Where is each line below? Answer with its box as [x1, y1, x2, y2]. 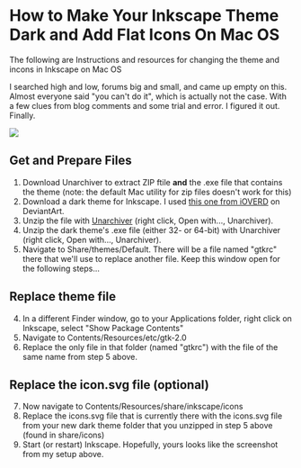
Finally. [9, 110, 36, 121]
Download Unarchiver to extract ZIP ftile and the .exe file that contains [22, 176, 283, 187]
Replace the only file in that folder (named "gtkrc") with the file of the [22, 341, 279, 352]
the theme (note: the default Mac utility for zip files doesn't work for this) [22, 186, 292, 197]
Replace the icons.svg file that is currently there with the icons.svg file [22, 410, 283, 421]
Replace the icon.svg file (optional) [9, 377, 209, 392]
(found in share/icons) [22, 429, 105, 441]
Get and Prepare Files [9, 153, 132, 168]
